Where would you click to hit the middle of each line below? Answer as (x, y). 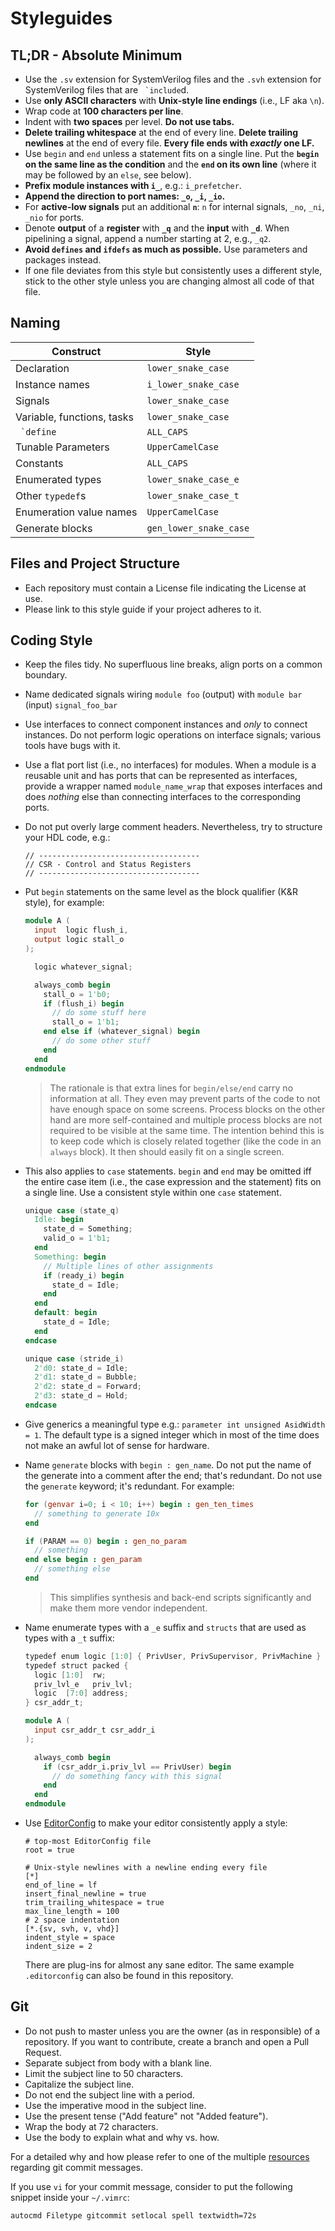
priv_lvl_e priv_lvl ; (83, 1684)
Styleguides (61, 18)
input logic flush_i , (81, 930)
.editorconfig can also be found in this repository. (129, 1976)
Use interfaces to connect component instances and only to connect (166, 724)
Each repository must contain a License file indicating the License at (165, 588)
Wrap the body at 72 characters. (91, 2126)
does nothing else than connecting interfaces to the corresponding (163, 797)
